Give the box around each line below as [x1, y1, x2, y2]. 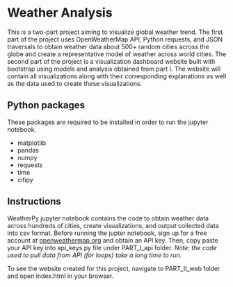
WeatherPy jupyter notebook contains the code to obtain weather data [7, 214, 209, 223]
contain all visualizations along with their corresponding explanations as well [7, 71, 227, 80]
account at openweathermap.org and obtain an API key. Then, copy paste [7, 236, 219, 244]
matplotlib [17, 139, 47, 147]
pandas [17, 146, 40, 154]
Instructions [7, 195, 61, 207]
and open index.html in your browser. [7, 272, 114, 280]
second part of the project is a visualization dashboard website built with [7, 57, 216, 65]
